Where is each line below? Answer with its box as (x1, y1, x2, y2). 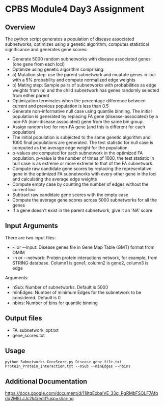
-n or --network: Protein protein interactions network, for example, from (12, 255, 158, 261)
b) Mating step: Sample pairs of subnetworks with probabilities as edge (12, 82, 157, 88)
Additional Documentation (5, 377, 87, 385)
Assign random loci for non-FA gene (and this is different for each (12, 124, 145, 130)
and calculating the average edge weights (12, 176, 97, 182)
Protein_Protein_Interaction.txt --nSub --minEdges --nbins (5, 364, 131, 369)
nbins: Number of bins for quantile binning (12, 300, 98, 306)
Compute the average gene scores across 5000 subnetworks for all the (12, 197, 157, 203)
